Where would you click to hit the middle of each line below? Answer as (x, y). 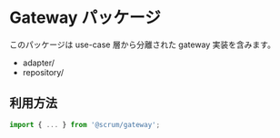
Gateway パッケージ (85, 18)
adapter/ (39, 63)
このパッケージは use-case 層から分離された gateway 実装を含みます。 (142, 44)
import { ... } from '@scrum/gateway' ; (85, 124)
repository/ (43, 72)
